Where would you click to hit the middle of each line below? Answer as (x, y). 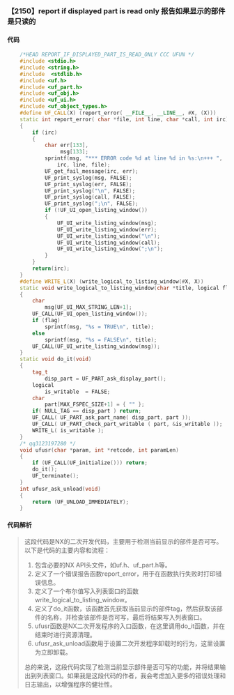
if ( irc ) (45, 132)
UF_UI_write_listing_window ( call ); (108, 243)
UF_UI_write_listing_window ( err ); (107, 229)
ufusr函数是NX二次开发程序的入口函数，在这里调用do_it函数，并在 (130, 626)
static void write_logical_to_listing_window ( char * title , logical (119, 288)
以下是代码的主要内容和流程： (67, 550)
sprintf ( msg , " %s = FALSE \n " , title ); (101, 339)
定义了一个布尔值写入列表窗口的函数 (87, 591)
